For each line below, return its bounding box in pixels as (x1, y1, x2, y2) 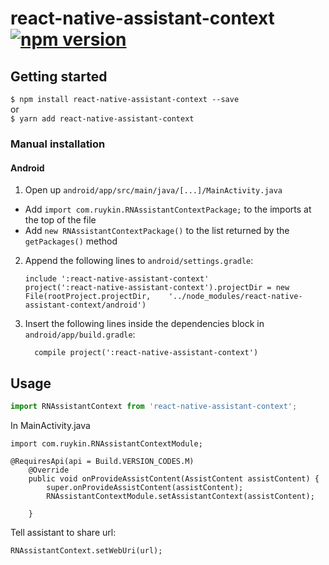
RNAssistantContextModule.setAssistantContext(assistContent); (46, 491, 315, 501)
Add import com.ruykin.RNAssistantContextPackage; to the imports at (24, 203, 312, 216)
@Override (28, 465, 70, 475)
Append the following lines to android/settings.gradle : (24, 255, 254, 267)
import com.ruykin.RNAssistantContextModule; (10, 438, 203, 449)
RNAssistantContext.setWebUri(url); (10, 545, 163, 556)
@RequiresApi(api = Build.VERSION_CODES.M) (10, 456, 195, 466)
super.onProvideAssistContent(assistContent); (46, 482, 244, 492)
